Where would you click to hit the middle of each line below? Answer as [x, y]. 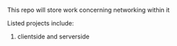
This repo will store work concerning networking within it [88, 10]
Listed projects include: [41, 23]
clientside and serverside [53, 36]
